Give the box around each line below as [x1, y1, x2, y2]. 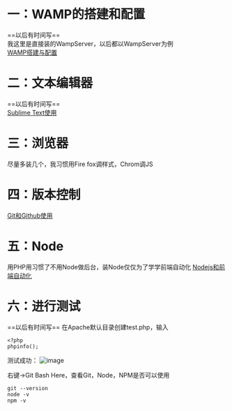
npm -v [7, 397, 26, 404]
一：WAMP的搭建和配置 [7, 6, 146, 22]
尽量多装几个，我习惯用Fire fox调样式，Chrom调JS [7, 160, 153, 168]
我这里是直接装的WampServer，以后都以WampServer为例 [7, 39, 173, 47]
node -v [7, 391, 30, 398]
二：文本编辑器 [7, 75, 93, 91]
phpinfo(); [7, 343, 39, 350]
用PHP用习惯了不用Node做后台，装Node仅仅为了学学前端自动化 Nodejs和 [7, 262, 219, 271]
